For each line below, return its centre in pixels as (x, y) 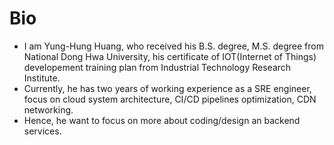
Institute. (42, 78)
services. (42, 131)
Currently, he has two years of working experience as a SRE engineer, (167, 88)
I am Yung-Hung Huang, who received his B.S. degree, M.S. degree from (173, 46)
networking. (48, 109)
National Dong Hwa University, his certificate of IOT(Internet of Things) (170, 56)
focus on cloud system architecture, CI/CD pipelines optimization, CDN (170, 99)
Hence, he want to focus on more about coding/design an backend (162, 120)
